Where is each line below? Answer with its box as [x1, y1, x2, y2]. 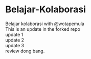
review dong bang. [5, 48, 45, 54]
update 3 [5, 42, 25, 48]
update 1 [5, 31, 24, 37]
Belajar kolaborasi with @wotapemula [5, 21, 84, 27]
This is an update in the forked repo [5, 26, 81, 32]
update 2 [5, 37, 25, 43]
